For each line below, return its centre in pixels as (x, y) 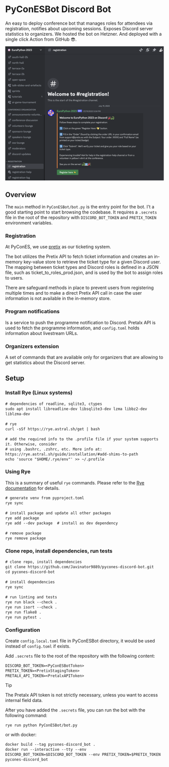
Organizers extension (32, 346)
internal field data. (24, 701)
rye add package (22, 518)
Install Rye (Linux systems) (39, 393)
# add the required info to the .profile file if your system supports (82, 439)
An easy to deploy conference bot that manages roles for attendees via (79, 23)
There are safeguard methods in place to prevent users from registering (80, 288)
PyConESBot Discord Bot (58, 9)
